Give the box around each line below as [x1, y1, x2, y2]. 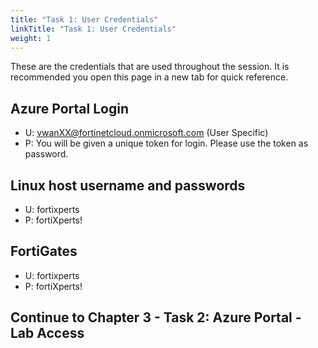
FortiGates [10, 243, 78, 260]
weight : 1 [10, 33, 52, 43]
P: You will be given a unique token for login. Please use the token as [24, 137, 309, 150]
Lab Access [10, 325, 85, 342]
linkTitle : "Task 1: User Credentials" [10, 24, 177, 34]
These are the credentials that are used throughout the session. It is [10, 61, 290, 73]
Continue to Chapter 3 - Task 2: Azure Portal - [10, 309, 302, 326]
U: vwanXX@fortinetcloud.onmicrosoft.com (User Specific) [24, 127, 269, 139]
